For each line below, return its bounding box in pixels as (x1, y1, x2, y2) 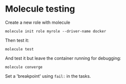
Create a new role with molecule (5, 19, 70, 25)
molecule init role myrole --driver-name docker (5, 29, 106, 34)
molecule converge (5, 65, 43, 69)
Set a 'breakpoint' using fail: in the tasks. (5, 73, 91, 79)
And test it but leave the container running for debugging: (5, 55, 122, 61)
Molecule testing (5, 3, 75, 15)
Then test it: (5, 37, 29, 43)
